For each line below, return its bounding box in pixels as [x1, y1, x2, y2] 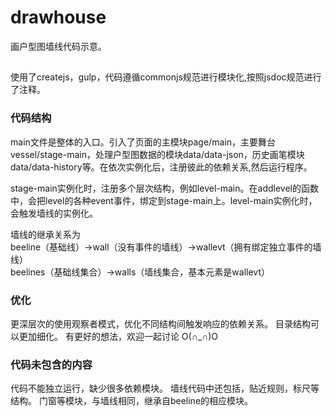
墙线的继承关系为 [10, 228, 81, 240]
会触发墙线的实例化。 [10, 207, 98, 219]
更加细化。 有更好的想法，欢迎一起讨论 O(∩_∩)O [18, 330, 219, 342]
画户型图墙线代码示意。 [10, 40, 107, 52]
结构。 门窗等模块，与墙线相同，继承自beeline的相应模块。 [10, 395, 254, 407]
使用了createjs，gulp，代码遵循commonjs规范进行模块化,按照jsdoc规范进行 [10, 71, 322, 83]
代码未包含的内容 [10, 357, 93, 371]
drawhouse [10, 6, 107, 29]
